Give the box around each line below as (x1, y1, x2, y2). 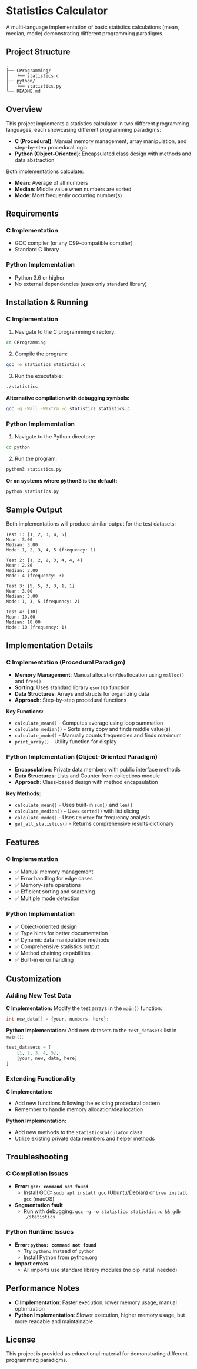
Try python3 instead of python (23, 1247, 95, 1254)
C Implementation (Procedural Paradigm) (6, 658, 126, 666)
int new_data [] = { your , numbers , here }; (6, 1016, 109, 1022)
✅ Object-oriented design (14, 923, 78, 931)
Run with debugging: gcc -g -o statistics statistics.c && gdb (23, 1208, 181, 1215)
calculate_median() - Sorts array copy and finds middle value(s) (14, 726, 171, 733)
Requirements (6, 208, 59, 218)
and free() (14, 678, 42, 685)
